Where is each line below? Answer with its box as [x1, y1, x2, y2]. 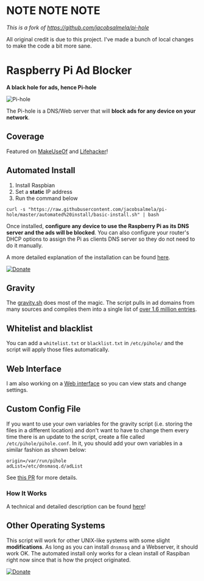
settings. [6, 386, 29, 393]
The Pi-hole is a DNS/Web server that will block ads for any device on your [6, 107, 196, 115]
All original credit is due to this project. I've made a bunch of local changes [6, 35, 194, 43]
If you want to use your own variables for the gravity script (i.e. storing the [6, 420, 193, 427]
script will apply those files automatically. [6, 346, 110, 354]
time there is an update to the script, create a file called [6, 433, 145, 440]
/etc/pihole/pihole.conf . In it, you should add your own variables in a [6, 440, 183, 447]
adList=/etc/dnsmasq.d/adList [6, 463, 83, 469]
